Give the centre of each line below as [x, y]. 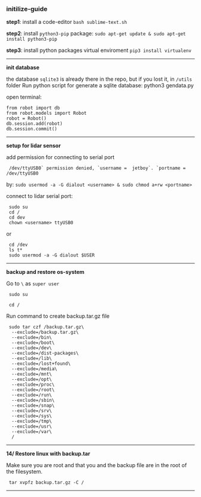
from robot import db [33, 108]
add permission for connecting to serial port [60, 157]
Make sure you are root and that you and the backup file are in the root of [97, 465]
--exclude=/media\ [35, 369]
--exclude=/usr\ [32, 426]
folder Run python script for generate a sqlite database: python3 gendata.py [100, 86]
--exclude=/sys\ [32, 416]
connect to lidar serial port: [39, 196]
